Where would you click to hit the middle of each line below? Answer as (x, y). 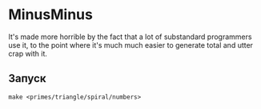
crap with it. (28, 53)
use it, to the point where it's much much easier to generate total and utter (131, 45)
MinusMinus (51, 15)
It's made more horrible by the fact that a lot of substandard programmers (130, 37)
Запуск (27, 78)
